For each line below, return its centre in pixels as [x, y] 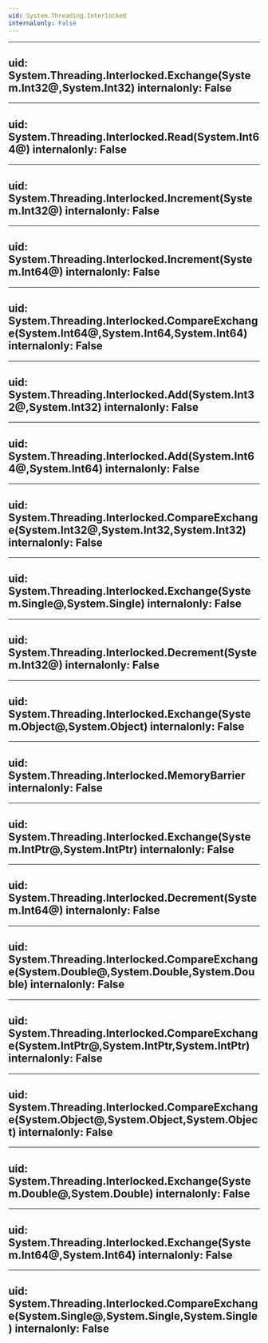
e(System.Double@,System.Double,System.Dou [132, 972]
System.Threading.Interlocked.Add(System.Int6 [132, 456]
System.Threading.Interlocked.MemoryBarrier [127, 775]
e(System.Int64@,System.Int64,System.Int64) [128, 334]
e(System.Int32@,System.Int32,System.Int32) [128, 530]
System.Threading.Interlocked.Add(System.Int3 [132, 395]
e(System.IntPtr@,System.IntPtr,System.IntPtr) [129, 1046]
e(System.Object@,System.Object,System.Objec [133, 1120]
